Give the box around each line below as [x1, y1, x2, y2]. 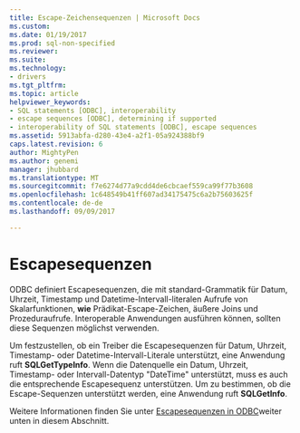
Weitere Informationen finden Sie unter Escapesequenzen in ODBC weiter [9, 405, 283, 417]
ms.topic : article [9, 89, 79, 98]
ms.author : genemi [9, 156, 79, 166]
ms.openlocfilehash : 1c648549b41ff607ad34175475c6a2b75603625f [9, 190, 254, 199]
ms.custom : [9, 22, 51, 31]
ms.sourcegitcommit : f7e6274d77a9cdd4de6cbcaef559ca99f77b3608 [9, 182, 254, 191]
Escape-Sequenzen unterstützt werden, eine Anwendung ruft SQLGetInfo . [9, 388, 288, 399]
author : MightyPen [9, 148, 79, 157]
